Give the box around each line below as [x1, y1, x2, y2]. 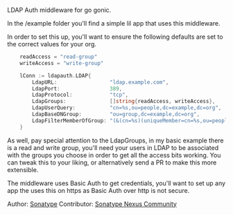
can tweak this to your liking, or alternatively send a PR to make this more [7, 158, 217, 167]
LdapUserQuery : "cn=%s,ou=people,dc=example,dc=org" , [32, 104, 222, 111]
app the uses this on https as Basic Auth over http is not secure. [7, 186, 190, 194]
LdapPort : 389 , [32, 85, 123, 92]
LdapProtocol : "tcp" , [32, 91, 129, 99]
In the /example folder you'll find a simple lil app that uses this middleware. [7, 19, 221, 27]
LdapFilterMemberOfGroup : [32, 117, 107, 124]
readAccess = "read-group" [19, 53, 98, 60]
